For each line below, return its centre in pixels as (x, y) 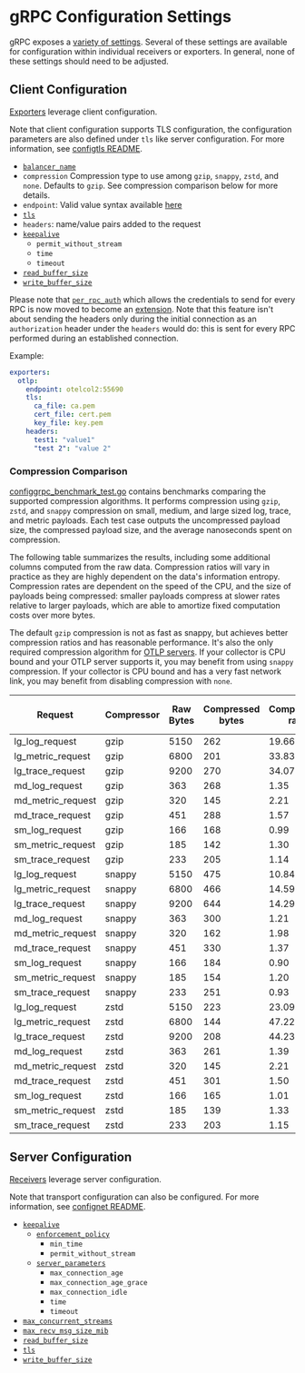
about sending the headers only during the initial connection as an (133, 319)
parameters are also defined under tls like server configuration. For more (147, 139)
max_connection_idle (89, 1292)
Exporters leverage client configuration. (84, 112)
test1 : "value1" (64, 440)
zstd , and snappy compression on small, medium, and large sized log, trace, (150, 510)
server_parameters (71, 1263)
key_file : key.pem (68, 423)
